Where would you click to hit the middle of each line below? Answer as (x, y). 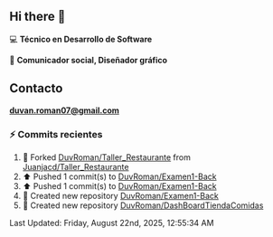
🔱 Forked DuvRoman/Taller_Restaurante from (107, 157)
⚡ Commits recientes (56, 134)
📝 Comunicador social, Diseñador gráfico (89, 60)
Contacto (36, 88)
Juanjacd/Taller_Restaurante (75, 166)
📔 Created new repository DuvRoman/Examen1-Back (120, 195)
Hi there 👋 (38, 17)
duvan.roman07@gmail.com (65, 110)
